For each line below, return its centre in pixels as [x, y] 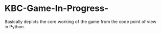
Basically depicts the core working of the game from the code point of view [80, 22]
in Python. [15, 26]
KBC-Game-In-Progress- [57, 8]
